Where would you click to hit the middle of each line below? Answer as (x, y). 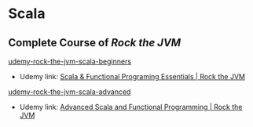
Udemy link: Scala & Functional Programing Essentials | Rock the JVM (132, 76)
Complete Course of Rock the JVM (95, 43)
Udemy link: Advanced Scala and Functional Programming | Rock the (131, 107)
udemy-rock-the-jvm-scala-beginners (70, 61)
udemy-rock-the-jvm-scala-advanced (70, 92)
